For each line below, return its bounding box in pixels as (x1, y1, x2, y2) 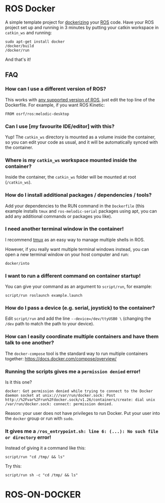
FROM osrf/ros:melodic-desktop (5, 111, 69, 116)
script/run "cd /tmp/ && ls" (5, 455, 65, 460)
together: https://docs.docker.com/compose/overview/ (5, 355, 117, 362)
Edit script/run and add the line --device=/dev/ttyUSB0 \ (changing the (5, 315, 151, 321)
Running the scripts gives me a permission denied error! (5, 368, 141, 375)
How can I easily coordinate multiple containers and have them (5, 333, 159, 340)
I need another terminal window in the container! (5, 225, 124, 232)
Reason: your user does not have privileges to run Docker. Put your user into (5, 410, 160, 416)
